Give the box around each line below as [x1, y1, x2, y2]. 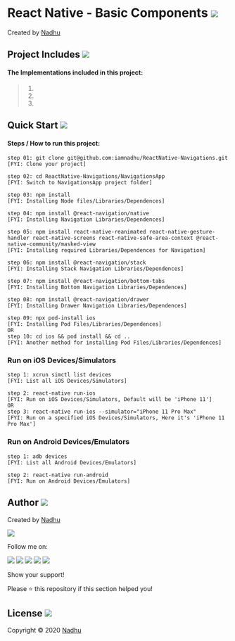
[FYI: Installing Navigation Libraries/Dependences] [7, 216, 165, 223]
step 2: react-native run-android [7, 471, 109, 478]
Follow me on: [7, 542, 48, 550]
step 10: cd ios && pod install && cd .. [7, 333, 131, 341]
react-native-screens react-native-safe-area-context [32, 234, 193, 242]
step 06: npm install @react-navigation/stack [7, 259, 146, 267]
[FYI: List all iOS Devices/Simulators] [7, 378, 128, 385]
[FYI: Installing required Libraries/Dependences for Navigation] [7, 247, 206, 254]
